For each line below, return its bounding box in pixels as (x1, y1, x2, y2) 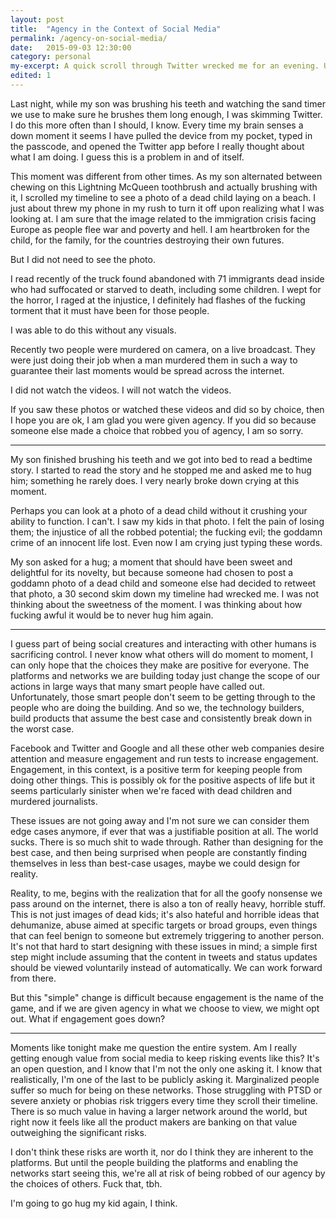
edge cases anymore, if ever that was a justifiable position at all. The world (10, 825, 319, 837)
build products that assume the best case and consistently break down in (10, 712, 313, 724)
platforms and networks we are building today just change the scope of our (10, 669, 321, 681)
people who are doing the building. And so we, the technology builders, (10, 701, 305, 713)
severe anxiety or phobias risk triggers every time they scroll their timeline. (10, 1094, 318, 1106)
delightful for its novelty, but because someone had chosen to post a (10, 566, 294, 578)
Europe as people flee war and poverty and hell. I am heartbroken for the (10, 223, 311, 235)
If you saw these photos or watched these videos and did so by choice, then (10, 403, 325, 415)
